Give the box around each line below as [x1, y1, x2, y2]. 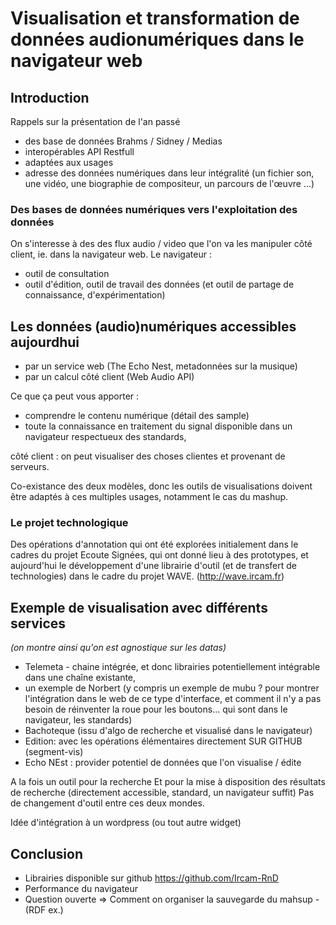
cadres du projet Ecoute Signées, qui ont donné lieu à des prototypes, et [10, 549, 309, 561]
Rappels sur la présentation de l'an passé [10, 116, 181, 127]
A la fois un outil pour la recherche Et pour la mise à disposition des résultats [10, 776, 326, 788]
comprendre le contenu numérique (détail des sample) [24, 410, 250, 422]
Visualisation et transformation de [10, 7, 300, 30]
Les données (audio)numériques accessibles [10, 318, 297, 335]
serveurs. [10, 461, 50, 473]
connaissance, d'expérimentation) [24, 289, 166, 301]
